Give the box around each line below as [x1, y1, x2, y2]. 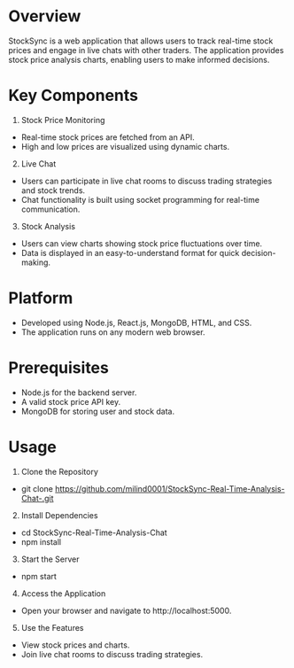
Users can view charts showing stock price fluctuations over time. [20, 237, 263, 249]
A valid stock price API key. [20, 396, 121, 407]
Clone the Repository [20, 466, 99, 477]
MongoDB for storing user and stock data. [20, 406, 174, 416]
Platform [8, 288, 73, 308]
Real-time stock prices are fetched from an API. [20, 131, 196, 143]
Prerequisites [8, 358, 110, 377]
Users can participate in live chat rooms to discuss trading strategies [20, 175, 273, 186]
